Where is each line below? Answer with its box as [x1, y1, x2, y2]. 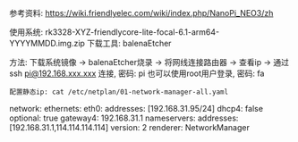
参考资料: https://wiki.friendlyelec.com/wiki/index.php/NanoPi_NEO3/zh [9, 8, 274, 18]
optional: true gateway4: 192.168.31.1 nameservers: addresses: [9, 113, 239, 123]
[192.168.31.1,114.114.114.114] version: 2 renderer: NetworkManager [9, 122, 251, 132]
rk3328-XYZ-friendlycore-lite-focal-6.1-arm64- [44, 27, 220, 38]
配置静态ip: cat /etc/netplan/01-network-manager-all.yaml [9, 88, 229, 96]
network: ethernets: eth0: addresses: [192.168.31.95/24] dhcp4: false [9, 104, 264, 113]
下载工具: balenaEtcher [86, 38, 172, 48]
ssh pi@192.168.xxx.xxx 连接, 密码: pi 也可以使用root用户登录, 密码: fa [9, 68, 265, 79]
